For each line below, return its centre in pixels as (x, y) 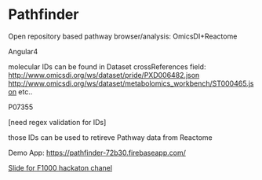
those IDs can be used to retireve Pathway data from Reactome (111, 137)
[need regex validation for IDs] (57, 122)
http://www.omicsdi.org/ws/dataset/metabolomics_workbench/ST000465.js (131, 83)
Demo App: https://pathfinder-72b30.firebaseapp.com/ (97, 152)
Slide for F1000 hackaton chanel (60, 167)
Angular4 (23, 51)
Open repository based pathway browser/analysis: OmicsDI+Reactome (123, 36)
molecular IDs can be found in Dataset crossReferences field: (107, 66)
